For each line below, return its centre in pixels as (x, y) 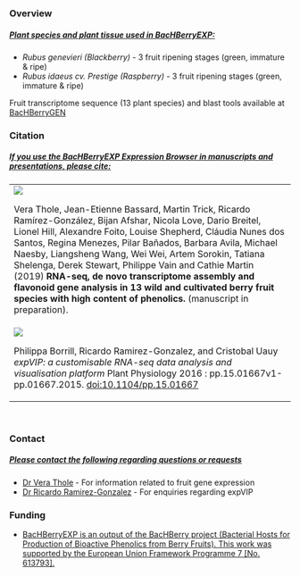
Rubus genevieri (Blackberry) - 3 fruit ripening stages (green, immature (154, 57)
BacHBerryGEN (38, 112)
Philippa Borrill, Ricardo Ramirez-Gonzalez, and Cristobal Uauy (146, 351)
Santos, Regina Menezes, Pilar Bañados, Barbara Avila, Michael (146, 242)
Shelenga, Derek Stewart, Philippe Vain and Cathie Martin (134, 264)
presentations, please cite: (60, 166)
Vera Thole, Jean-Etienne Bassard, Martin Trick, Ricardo (132, 209)
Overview (31, 13)
